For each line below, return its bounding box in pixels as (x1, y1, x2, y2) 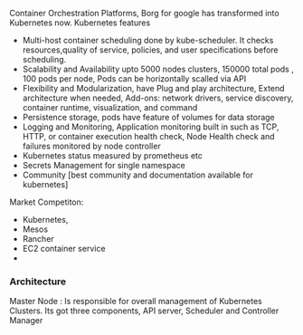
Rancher (22, 234, 54, 244)
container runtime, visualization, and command (22, 102, 198, 112)
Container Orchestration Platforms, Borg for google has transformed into (9, 8, 279, 18)
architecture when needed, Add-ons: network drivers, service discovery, (22, 92, 294, 103)
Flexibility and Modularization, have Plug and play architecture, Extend (22, 83, 285, 93)
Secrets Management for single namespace (22, 160, 185, 170)
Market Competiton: (9, 196, 84, 207)
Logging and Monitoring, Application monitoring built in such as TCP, (22, 121, 279, 132)
